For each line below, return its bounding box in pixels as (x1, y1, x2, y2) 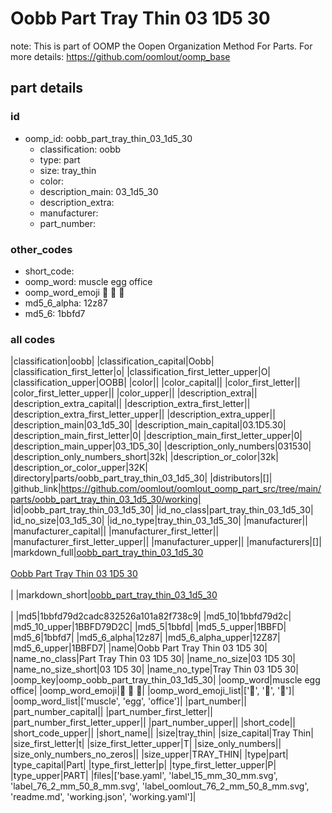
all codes (10, 332, 56, 346)
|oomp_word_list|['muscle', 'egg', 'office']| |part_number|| (10, 695, 248, 707)
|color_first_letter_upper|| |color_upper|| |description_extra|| (10, 387, 258, 399)
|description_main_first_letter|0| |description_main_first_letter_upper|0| (10, 430, 303, 442)
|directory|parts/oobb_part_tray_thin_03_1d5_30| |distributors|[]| (10, 472, 273, 484)
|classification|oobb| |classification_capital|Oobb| (10, 355, 215, 367)
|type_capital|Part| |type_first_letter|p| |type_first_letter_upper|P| (10, 759, 277, 771)
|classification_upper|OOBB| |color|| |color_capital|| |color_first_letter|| (10, 377, 301, 389)
